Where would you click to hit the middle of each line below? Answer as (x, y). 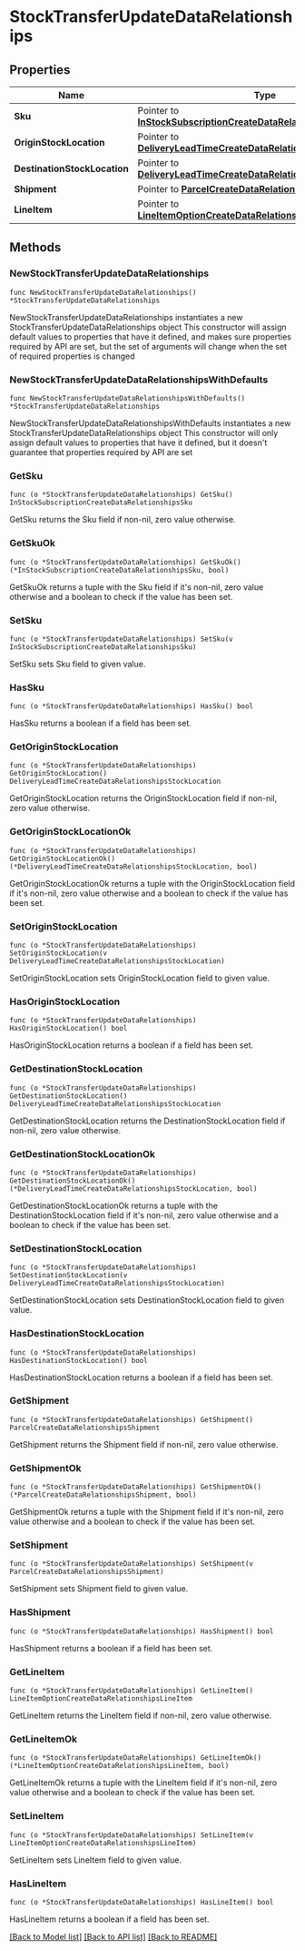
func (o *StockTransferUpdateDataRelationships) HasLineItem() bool (142, 1902)
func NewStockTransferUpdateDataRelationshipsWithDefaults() (128, 398)
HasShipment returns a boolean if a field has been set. (111, 1648)
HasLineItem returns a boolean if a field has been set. (109, 1919)
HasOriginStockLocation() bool (69, 1029)
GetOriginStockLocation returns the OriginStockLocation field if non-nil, (143, 798)
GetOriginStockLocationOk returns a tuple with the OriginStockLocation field (152, 883)
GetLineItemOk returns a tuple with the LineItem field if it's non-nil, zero (143, 1783)
